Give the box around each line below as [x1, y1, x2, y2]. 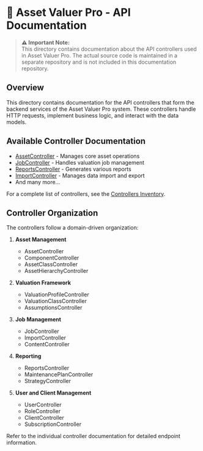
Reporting [15, 352, 42, 360]
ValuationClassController [24, 297, 87, 305]
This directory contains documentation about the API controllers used [21, 45, 197, 53]
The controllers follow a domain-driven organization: [6, 224, 139, 231]
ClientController [24, 414, 64, 422]
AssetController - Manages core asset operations [15, 152, 140, 160]
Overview [6, 83, 45, 93]
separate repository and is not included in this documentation [21, 58, 177, 65]
